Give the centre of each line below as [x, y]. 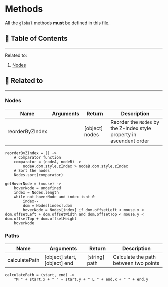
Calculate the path [135, 257]
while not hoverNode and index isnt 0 [54, 197]
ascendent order [130, 141]
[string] [96, 257]
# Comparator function [38, 157]
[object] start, [60, 257]
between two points [136, 263]
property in [124, 134]
